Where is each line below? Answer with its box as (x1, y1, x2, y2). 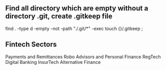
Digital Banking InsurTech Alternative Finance (5, 59, 101, 65)
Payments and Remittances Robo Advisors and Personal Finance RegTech (5, 53, 161, 60)
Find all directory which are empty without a (5, 4, 149, 13)
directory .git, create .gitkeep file (5, 12, 113, 21)
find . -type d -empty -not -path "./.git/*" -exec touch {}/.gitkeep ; (5, 25, 143, 31)
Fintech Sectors (5, 40, 57, 49)
